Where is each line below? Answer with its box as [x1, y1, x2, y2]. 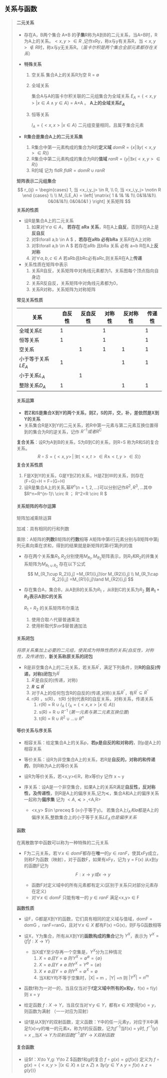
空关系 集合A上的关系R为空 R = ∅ [31, 71, 99, 77]
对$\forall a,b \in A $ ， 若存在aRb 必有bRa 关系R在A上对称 [31, 236, 151, 242]
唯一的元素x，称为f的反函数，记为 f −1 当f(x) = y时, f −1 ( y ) [45, 1025, 158, 1032]
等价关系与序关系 [16, 728, 52, 734]
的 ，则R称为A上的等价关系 [23, 763, 78, 769]
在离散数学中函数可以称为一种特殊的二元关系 [16, 839, 109, 846]
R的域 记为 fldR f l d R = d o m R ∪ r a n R [31, 167, 105, 173]
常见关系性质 [16, 297, 43, 303]
